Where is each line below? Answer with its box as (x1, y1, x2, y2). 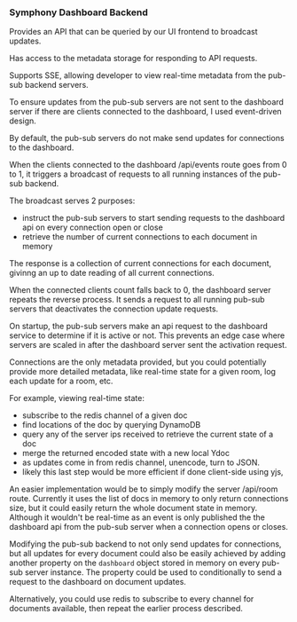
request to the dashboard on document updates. (9, 577, 186, 587)
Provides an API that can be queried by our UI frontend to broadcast (9, 27, 259, 37)
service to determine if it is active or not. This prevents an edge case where (9, 330, 285, 341)
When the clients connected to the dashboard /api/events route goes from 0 (9, 160, 287, 170)
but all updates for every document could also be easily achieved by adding (9, 548, 286, 559)
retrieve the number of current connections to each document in (21, 232, 258, 242)
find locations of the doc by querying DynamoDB (21, 420, 201, 430)
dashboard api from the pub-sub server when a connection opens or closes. (9, 522, 288, 532)
